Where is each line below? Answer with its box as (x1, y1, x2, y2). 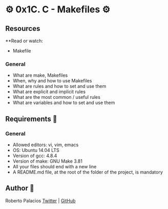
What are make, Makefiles (12, 72, 68, 78)
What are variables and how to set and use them (12, 99, 115, 106)
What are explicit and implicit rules (12, 89, 86, 95)
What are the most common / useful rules (12, 94, 101, 100)
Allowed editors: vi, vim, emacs (12, 142, 79, 148)
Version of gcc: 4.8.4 (12, 152, 57, 159)
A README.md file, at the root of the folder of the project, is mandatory (12, 169, 163, 175)
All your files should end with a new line (12, 163, 97, 169)
